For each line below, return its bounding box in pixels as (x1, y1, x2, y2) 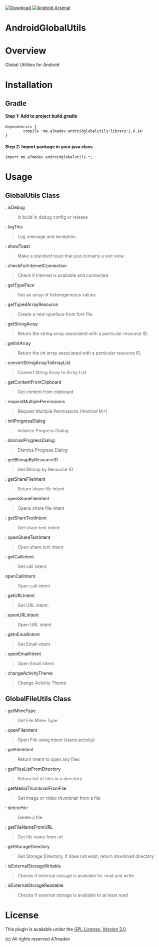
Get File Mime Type (17, 717, 58, 723)
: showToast (5, 243, 30, 249)
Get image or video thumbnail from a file (17, 795, 101, 801)
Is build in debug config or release (17, 214, 88, 220)
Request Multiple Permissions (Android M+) (17, 408, 107, 414)
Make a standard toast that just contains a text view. (17, 253, 125, 259)
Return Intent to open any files (17, 756, 80, 762)
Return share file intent (17, 486, 65, 492)
